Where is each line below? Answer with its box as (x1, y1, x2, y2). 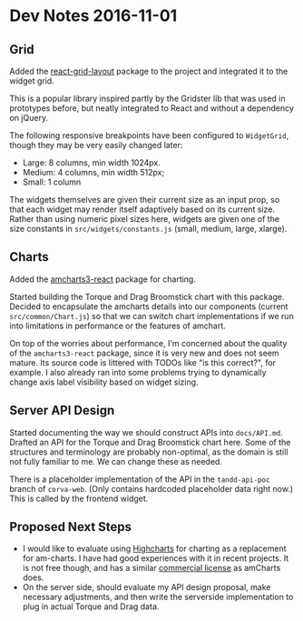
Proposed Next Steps (9, 519, 132, 535)
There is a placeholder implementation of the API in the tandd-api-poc (9, 474, 270, 485)
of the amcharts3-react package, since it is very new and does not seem (9, 347, 279, 358)
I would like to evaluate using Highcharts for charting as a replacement (22, 543, 288, 555)
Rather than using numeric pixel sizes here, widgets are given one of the (9, 214, 279, 224)
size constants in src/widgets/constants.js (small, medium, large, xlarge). (9, 224, 288, 234)
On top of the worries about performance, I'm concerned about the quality (9, 337, 288, 348)
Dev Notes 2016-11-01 (9, 5, 178, 26)
